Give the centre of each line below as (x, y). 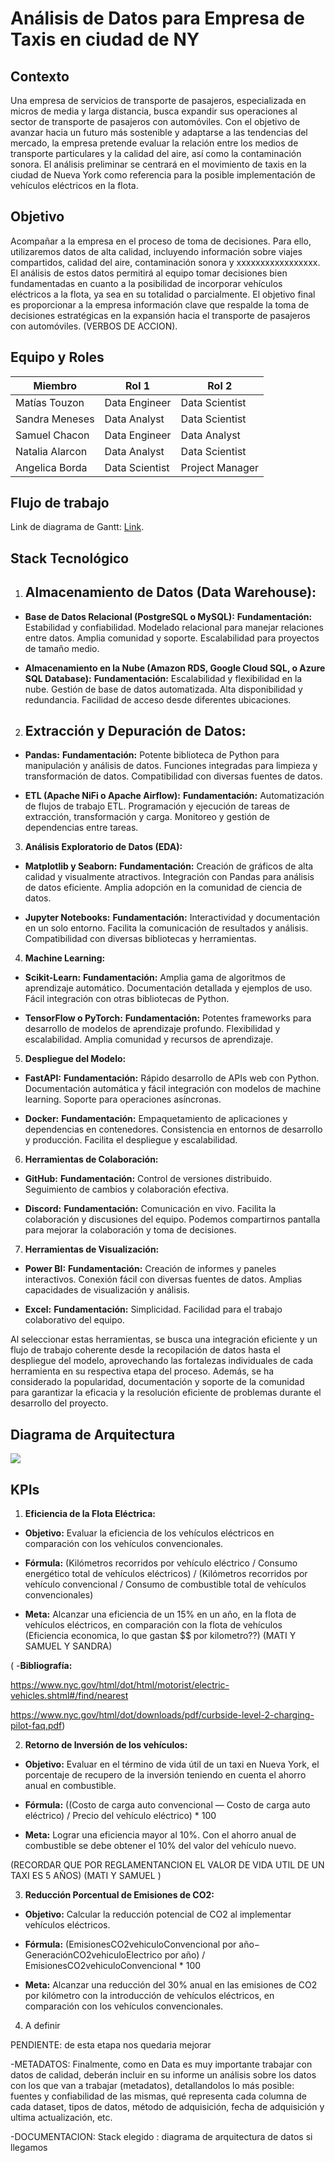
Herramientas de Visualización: (92, 1249)
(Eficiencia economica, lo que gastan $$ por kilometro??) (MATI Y (160, 1636)
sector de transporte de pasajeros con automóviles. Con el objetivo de (155, 121)
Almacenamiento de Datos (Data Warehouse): (170, 592)
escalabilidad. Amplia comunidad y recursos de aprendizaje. (149, 1039)
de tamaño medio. (62, 648)
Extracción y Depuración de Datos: (135, 731)
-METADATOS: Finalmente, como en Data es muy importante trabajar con (161, 2064)
